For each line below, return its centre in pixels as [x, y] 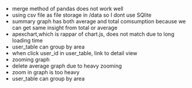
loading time [27, 40]
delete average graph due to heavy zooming [67, 66]
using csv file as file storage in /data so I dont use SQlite [82, 15]
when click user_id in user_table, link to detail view [74, 53]
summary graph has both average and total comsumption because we [99, 21]
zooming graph [31, 60]
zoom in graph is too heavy [46, 72]
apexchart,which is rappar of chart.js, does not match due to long [93, 34]
